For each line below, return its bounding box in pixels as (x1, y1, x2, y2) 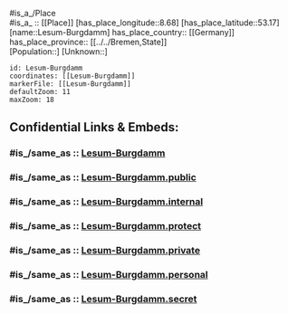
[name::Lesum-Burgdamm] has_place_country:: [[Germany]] (9, 27, 235, 37)
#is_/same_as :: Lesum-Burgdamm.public (9, 171, 197, 184)
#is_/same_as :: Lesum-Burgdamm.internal (9, 195, 204, 208)
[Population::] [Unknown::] (9, 46, 109, 57)
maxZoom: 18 (9, 95, 54, 104)
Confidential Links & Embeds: (9, 119, 179, 135)
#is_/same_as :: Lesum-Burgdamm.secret (9, 292, 197, 305)
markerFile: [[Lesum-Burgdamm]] (9, 80, 131, 89)
